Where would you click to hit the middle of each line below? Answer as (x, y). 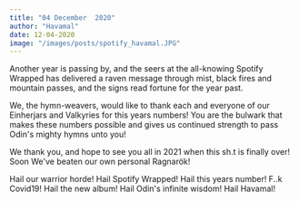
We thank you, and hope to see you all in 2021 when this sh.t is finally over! (150, 152)
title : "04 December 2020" (63, 18)
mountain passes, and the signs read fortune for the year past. (126, 88)
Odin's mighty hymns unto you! (68, 134)
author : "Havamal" (44, 26)
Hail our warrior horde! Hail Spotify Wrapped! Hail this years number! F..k (146, 179)
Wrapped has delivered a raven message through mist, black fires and (141, 79)
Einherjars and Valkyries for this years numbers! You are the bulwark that (146, 115)
